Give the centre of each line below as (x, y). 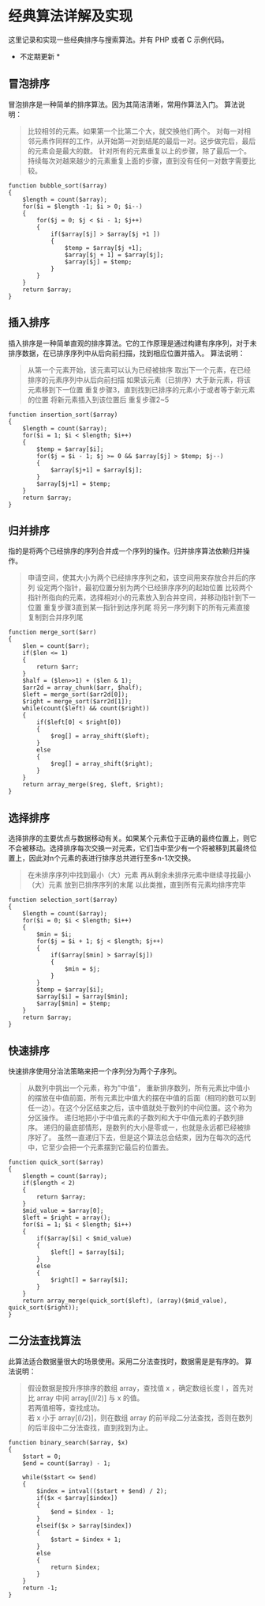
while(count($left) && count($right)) (86, 709)
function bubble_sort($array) (58, 186)
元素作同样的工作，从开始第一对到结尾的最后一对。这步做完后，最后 (145, 141)
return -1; (40, 1588)
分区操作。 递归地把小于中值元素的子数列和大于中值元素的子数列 (132, 1117)
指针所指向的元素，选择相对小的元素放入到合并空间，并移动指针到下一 (142, 597)
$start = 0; (42, 1456)
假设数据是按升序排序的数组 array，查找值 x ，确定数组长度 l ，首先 (137, 1388)
